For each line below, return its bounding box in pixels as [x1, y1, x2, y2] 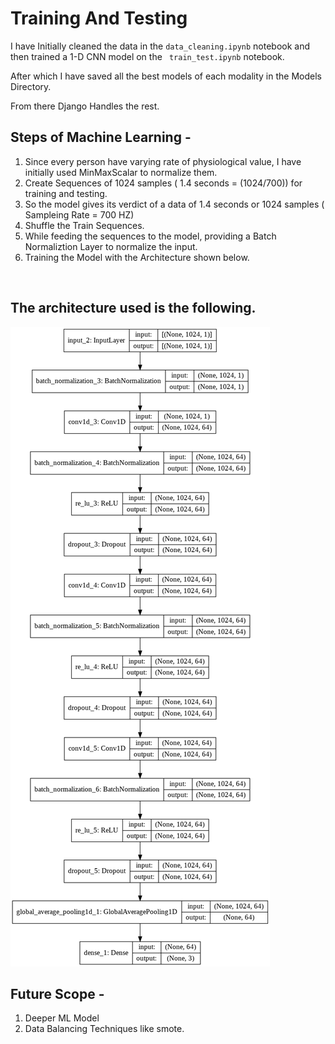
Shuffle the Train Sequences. [24, 219, 145, 231]
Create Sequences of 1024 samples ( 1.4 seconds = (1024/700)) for [24, 177, 303, 189]
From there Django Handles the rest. [10, 100, 160, 112]
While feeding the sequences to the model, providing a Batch [24, 230, 277, 242]
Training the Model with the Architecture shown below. [24, 251, 250, 263]
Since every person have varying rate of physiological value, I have [24, 155, 302, 167]
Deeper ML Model [24, 1012, 100, 1024]
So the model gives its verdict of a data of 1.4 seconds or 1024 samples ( [24, 198, 325, 210]
